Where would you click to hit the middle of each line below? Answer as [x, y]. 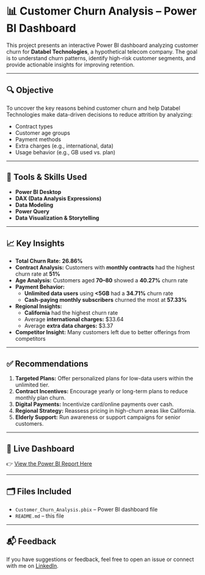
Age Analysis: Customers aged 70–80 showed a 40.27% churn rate [101, 280]
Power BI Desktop [38, 191]
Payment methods [38, 139]
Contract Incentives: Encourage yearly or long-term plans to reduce [101, 391]
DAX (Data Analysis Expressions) [58, 198]
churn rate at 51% [38, 274]
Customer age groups [42, 133]
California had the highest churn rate [71, 313]
